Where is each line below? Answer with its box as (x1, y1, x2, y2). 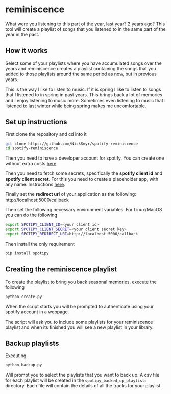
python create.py (5, 294, 42, 299)
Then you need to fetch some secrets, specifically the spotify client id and (5, 170, 162, 176)
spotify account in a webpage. (5, 309, 69, 315)
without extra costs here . (5, 161, 58, 167)
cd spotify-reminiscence (5, 146, 58, 151)
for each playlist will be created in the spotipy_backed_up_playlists (5, 377, 147, 383)
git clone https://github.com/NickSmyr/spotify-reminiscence (5, 141, 138, 146)
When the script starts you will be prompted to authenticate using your (5, 303, 154, 309)
